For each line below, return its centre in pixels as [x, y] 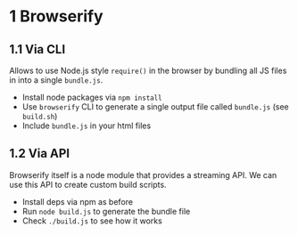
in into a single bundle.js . [56, 80]
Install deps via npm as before [78, 201]
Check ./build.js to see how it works [92, 221]
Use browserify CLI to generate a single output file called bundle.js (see [155, 107]
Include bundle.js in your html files [87, 126]
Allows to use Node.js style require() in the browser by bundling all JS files [148, 70]
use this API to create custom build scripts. [88, 184]
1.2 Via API [39, 154]
